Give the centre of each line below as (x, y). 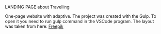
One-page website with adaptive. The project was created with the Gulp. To (81, 16)
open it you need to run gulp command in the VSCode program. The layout (80, 21)
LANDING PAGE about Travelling (37, 7)
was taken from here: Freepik (34, 26)
